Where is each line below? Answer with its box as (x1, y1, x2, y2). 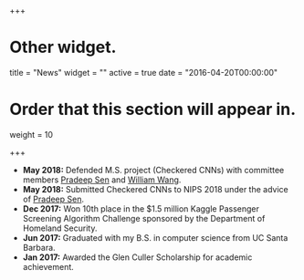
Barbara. (22, 242, 57, 253)
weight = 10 (9, 129, 53, 140)
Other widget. (9, 37, 117, 57)
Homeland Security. (22, 223, 98, 233)
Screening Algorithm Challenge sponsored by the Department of (22, 213, 266, 223)
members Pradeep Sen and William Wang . (22, 174, 182, 185)
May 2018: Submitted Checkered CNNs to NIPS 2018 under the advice (22, 183, 289, 194)
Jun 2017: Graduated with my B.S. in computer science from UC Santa (22, 232, 288, 243)
